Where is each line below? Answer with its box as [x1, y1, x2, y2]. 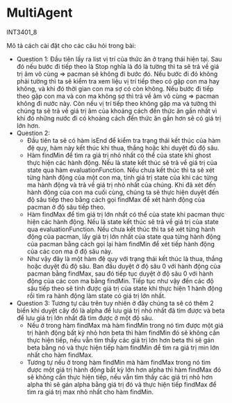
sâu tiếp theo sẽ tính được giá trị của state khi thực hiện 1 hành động [26, 284, 223, 292]
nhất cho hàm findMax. [26, 350, 94, 359]
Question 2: [16, 129, 50, 137]
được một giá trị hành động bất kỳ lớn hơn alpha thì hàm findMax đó [26, 365, 222, 374]
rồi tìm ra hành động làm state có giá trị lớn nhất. [26, 291, 166, 300]
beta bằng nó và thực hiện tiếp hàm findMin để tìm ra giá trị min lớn [26, 343, 219, 351]
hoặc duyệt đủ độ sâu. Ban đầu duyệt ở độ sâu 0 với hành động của [26, 262, 221, 270]
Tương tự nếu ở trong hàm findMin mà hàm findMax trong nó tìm [26, 358, 211, 366]
